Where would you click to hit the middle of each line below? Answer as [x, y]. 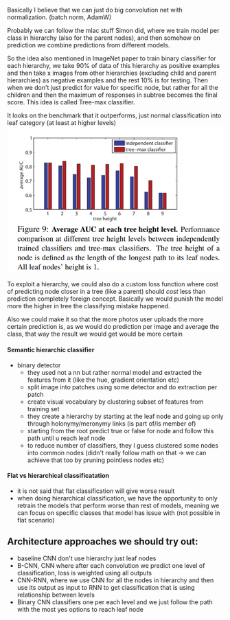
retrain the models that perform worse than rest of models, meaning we [118, 505]
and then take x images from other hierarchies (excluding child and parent [112, 73]
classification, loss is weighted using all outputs [84, 573]
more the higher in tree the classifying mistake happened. [89, 306]
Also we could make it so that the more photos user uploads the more [105, 319]
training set [43, 409]
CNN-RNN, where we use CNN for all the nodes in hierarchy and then [115, 580]
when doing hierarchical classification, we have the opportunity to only [117, 498]
